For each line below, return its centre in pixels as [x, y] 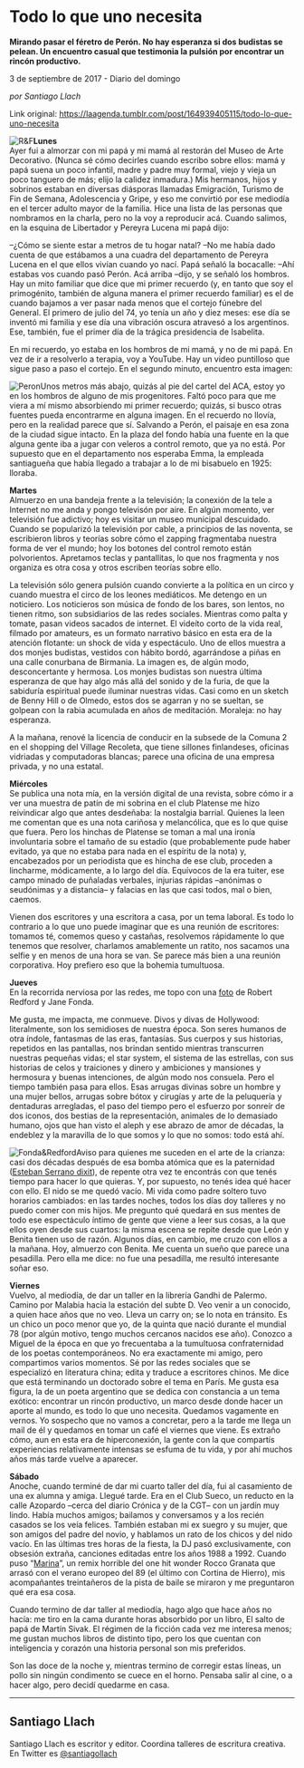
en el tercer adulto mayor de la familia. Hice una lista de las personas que [146, 208]
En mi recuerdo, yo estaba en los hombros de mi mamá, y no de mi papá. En [152, 349]
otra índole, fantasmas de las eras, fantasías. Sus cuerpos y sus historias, [146, 1039]
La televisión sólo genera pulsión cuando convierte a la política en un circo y [152, 585]
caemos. [26, 899]
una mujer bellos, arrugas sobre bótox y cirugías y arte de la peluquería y [146, 1096]
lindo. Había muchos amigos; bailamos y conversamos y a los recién [137, 1514]
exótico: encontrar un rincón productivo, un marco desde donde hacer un [146, 1401]
